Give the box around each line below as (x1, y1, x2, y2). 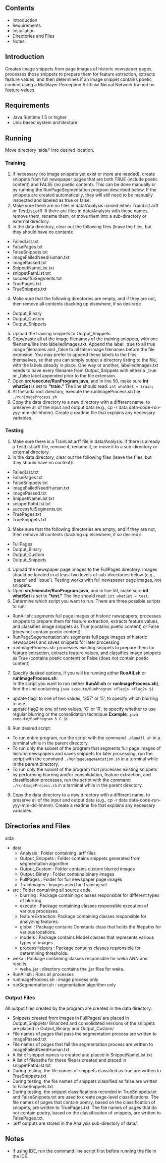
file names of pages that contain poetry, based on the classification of (12, 1099, 156, 1105)
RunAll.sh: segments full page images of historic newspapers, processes (12, 612, 161, 619)
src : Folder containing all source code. (12, 887, 92, 893)
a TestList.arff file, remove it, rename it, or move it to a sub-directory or (12, 443, 158, 449)
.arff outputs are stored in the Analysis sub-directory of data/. (12, 1120, 138, 1126)
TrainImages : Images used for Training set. (19, 881, 109, 887)
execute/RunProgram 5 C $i (12, 716, 68, 721)
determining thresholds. (19, 950, 69, 956)
